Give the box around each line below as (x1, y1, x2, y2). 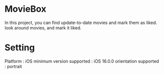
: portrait (4, 63, 23, 69)
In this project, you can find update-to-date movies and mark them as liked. (4, 20, 158, 25)
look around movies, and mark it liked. (4, 25, 82, 30)
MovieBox (4, 3, 47, 15)
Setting (4, 42, 35, 53)
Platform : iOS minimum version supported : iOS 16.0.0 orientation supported (4, 58, 159, 64)
